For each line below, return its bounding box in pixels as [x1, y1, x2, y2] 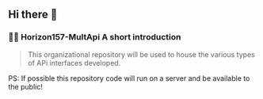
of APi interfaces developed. [27, 58, 121, 67]
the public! [8, 82, 44, 91]
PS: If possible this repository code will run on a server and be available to [8, 73, 250, 83]
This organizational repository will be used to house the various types [27, 49, 255, 59]
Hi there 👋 [8, 8, 58, 21]
